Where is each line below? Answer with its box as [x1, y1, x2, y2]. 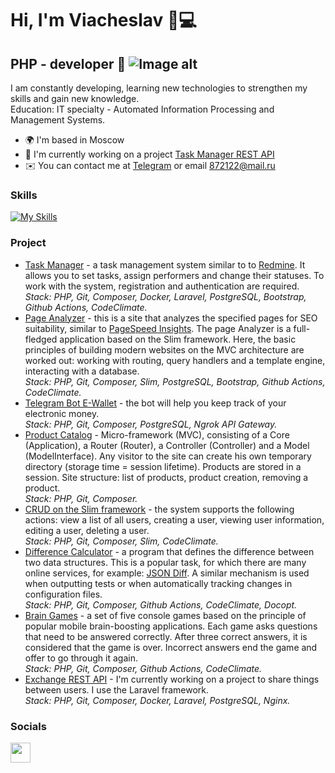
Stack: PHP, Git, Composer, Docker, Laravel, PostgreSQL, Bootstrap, [24, 290, 307, 302]
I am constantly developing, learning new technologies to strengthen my [10, 82, 308, 94]
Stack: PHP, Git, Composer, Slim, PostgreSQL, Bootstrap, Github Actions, [24, 375, 326, 387]
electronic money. [24, 407, 100, 419]
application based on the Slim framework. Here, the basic [59, 333, 297, 345]
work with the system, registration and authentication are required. [24, 280, 300, 292]
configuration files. [24, 588, 103, 600]
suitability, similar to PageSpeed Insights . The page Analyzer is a [24, 322, 292, 334]
